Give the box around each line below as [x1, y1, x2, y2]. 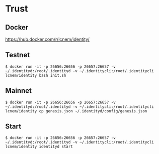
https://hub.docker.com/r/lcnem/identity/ [5, 36, 90, 42]
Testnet [5, 51, 30, 59]
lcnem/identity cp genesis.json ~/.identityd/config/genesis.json [5, 108, 147, 113]
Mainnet [5, 86, 32, 95]
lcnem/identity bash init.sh [5, 73, 66, 78]
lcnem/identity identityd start [5, 144, 73, 149]
